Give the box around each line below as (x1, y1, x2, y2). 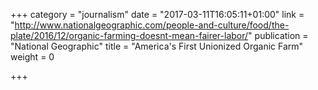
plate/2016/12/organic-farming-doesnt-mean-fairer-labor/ (10, 30, 249, 41)
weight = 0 (10, 51, 55, 63)
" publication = (248, 30, 309, 41)
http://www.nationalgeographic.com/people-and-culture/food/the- (14, 19, 290, 31)
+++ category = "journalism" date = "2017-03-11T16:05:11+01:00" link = (10, 9, 305, 20)
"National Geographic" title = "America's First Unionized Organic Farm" (10, 40, 304, 52)
